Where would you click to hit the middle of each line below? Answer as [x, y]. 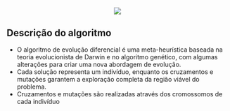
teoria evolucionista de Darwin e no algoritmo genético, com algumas [117, 57]
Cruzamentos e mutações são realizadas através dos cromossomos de [120, 94]
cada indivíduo [38, 102]
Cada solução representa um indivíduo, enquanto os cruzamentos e [115, 72]
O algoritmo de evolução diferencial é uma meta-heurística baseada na [120, 50]
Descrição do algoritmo [59, 32]
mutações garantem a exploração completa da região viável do [108, 79]
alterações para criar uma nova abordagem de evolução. [99, 64]
